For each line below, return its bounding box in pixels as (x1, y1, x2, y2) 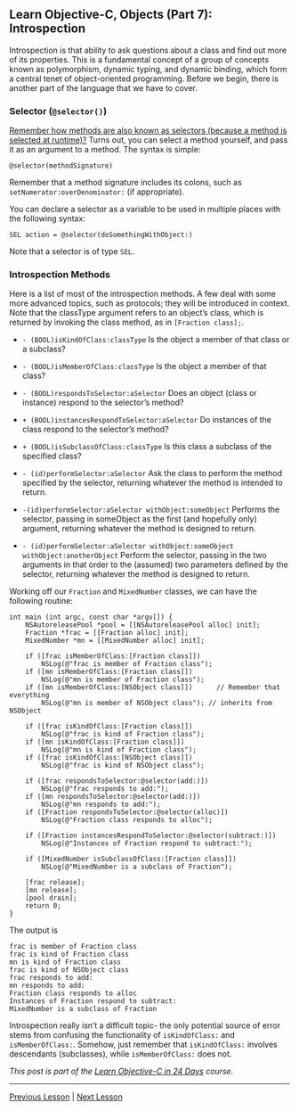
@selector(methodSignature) (9, 161, 114, 170)
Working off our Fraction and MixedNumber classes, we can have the (9, 586, 258, 597)
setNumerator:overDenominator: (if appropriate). (9, 186, 185, 197)
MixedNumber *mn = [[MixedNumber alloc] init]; (25, 637, 205, 646)
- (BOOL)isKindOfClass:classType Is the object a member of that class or (21, 334, 290, 345)
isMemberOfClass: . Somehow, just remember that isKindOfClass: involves (9, 1039, 279, 1050)
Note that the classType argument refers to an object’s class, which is (9, 308, 264, 318)
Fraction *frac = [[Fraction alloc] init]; (25, 629, 190, 638)
